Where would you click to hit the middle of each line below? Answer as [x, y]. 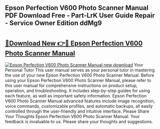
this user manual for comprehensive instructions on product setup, [71, 85]
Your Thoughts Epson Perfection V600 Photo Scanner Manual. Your [73, 116]
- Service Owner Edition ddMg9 [54, 23]
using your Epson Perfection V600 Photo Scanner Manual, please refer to [78, 80]
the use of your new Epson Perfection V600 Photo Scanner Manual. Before [80, 75]
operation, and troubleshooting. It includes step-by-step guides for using [78, 91]
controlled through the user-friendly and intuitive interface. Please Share [77, 111]
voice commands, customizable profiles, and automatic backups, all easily [79, 106]
